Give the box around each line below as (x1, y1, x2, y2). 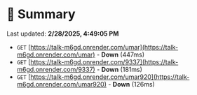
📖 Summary (6, 6, 76, 22)
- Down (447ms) (96, 50, 145, 59)
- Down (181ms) (96, 65, 143, 73)
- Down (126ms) (107, 80, 155, 88)
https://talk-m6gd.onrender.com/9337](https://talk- (30, 57, 179, 66)
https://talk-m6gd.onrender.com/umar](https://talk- (30, 43, 179, 51)
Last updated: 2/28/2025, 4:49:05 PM (6, 29, 119, 38)
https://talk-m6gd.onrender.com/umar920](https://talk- (30, 73, 190, 81)
